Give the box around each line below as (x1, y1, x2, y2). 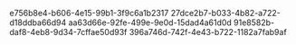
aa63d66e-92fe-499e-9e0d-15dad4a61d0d (68, 17, 233, 28)
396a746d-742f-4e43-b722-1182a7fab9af (129, 27, 287, 37)
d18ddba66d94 (9, 17, 67, 28)
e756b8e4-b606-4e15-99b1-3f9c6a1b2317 (9, 8, 169, 18)
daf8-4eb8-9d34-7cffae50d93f (9, 27, 128, 37)
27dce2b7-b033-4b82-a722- (170, 8, 281, 18)
